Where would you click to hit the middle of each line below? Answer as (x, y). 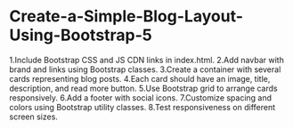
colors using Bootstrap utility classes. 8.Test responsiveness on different (142, 107)
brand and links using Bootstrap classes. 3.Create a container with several (145, 69)
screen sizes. (33, 117)
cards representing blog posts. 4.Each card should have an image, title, (140, 78)
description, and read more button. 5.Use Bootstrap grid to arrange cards (143, 88)
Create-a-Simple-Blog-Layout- (126, 16)
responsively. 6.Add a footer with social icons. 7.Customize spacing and (141, 97)
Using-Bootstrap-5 (81, 35)
